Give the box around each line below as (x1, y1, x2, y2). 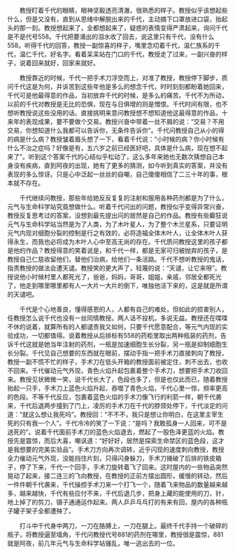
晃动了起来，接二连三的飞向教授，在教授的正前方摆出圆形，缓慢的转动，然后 (7, 472, 228, 480)
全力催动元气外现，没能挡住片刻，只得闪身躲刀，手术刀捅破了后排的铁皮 (7, 454, 215, 462)
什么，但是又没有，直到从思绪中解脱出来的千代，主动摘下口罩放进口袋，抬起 (7, 15, 228, 23)
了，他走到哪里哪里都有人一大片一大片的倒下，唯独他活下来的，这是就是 (7, 281, 215, 290)
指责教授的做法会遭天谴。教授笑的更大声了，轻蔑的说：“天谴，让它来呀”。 (7, 264, 222, 272)
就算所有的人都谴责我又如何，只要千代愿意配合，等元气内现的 (43, 323, 222, 331)
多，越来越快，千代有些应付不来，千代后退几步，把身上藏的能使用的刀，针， (7, 489, 228, 497)
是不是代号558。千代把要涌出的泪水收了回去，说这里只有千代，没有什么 (7, 32, 215, 41)
